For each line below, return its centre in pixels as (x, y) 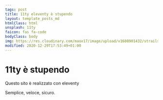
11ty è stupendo (37, 70)
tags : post (16, 9)
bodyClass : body (21, 37)
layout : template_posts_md (32, 18)
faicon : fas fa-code (26, 32)
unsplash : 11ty (20, 28)
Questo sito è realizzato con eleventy (42, 83)
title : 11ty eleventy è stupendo (39, 14)
